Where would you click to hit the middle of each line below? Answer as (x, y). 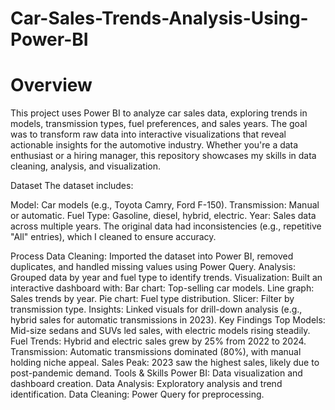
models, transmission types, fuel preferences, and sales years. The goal (159, 124)
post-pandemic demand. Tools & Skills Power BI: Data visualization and (156, 373)
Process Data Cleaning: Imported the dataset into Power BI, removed (152, 256)
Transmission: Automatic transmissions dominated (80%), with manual (156, 352)
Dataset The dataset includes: (72, 186)
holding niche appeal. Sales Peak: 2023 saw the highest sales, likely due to (165, 363)
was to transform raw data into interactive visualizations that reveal (148, 134)
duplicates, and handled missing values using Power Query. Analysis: (153, 267)
